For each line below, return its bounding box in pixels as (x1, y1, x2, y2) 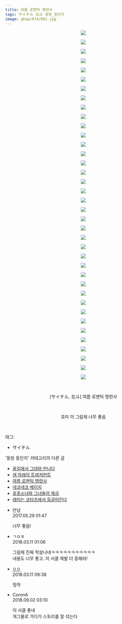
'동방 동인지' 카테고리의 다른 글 (5, 455, 65, 461)
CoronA (12, 592, 28, 598)
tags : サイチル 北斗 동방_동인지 (5, 12, 64, 17)
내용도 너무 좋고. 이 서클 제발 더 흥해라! (12, 556, 88, 562)
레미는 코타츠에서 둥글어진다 (12, 497, 67, 502)
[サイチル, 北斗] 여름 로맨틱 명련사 (49, 394, 118, 400)
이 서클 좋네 (12, 607, 36, 613)
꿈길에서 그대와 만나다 (12, 466, 56, 472)
